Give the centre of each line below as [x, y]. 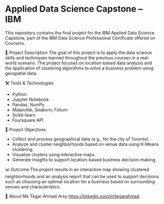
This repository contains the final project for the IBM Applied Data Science [80, 33]
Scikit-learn [24, 115]
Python [19, 94]
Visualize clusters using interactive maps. [54, 154]
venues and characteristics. [33, 186]
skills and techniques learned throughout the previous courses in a [72, 57]
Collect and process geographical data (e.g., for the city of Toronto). [81, 139]
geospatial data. [21, 73]
